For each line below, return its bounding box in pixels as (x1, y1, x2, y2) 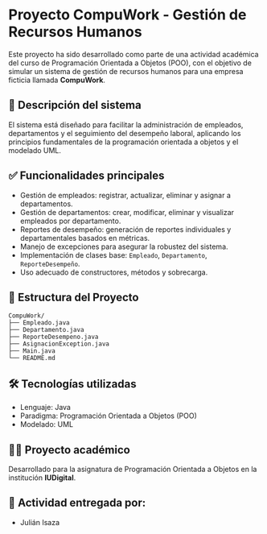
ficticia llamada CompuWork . (8, 75, 106, 85)
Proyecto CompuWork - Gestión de (8, 6, 247, 24)
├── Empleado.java (8, 319, 70, 327)
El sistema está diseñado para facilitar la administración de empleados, (8, 119, 244, 130)
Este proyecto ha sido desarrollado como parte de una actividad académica (8, 49, 259, 59)
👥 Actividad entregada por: (8, 496, 146, 510)
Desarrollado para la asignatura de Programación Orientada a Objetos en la (8, 465, 257, 474)
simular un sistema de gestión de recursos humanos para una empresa (8, 66, 244, 76)
